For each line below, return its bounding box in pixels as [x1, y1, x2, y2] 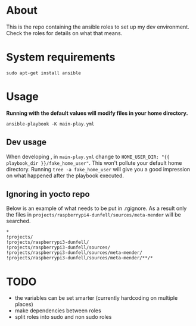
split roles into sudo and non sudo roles [14, 314, 112, 321]
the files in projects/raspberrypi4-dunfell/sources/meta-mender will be [6, 211, 182, 218]
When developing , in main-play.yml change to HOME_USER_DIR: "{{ [6, 153, 170, 160]
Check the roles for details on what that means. [6, 29, 123, 36]
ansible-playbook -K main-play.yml [6, 121, 95, 127]
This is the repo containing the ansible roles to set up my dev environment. [6, 23, 189, 30]
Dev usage [6, 137, 46, 148]
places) [14, 301, 34, 308]
